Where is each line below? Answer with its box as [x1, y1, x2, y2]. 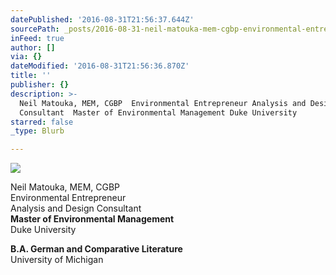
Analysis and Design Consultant [10, 202, 142, 215]
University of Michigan [10, 254, 104, 266]
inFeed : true [10, 33, 65, 43]
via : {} [10, 52, 43, 62]
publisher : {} [10, 80, 70, 90]
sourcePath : [10, 24, 60, 34]
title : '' [10, 71, 52, 81]
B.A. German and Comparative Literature [10, 243, 183, 255]
